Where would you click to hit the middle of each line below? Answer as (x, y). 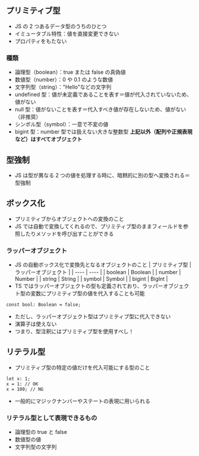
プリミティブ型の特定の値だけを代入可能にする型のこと (82, 367)
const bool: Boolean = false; (44, 305)
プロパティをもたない (41, 41)
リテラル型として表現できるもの (52, 418)
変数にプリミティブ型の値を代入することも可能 (88, 293)
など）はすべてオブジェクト (48, 139)
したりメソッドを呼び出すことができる (67, 234)
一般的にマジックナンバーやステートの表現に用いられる (82, 401)
